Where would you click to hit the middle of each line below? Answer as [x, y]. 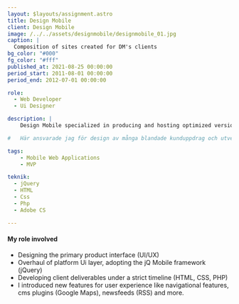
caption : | [23, 40]
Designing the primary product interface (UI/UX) [89, 255]
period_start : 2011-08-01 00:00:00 [60, 73]
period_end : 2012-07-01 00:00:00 [57, 80]
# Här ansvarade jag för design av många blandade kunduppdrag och [113, 138]
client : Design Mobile [41, 27]
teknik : [19, 177]
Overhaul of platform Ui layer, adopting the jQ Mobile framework [112, 262]
